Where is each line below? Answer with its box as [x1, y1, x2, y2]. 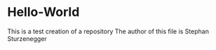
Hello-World [7, 4, 80, 20]
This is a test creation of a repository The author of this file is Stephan [7, 27, 209, 35]
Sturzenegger [7, 34, 47, 42]
